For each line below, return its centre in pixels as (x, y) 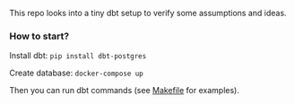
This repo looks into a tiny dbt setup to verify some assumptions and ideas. (148, 13)
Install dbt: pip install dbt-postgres (78, 56)
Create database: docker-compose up (76, 73)
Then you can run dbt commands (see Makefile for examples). (124, 91)
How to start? (39, 36)
